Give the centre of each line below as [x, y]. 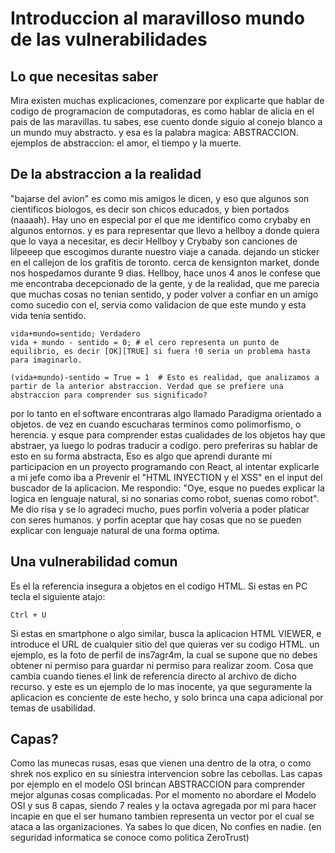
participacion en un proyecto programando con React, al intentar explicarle [165, 466]
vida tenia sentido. [48, 315]
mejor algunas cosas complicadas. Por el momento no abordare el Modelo [163, 795]
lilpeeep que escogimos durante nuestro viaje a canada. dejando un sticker [165, 251]
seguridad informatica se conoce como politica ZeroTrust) [130, 838]
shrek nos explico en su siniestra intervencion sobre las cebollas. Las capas [166, 774]
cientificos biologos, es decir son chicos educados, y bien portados [150, 209]
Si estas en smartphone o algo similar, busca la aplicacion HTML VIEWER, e [166, 633]
